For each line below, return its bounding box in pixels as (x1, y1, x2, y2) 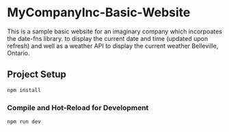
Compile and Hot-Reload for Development (7, 103, 149, 112)
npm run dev (7, 118, 41, 125)
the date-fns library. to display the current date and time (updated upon (7, 34, 208, 42)
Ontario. (7, 49, 30, 57)
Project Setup (7, 69, 67, 80)
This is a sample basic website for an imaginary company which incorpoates (7, 27, 222, 35)
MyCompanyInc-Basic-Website (7, 5, 191, 20)
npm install (7, 86, 41, 93)
